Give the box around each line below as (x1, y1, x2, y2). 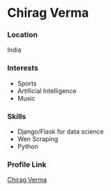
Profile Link (7, 160, 47, 169)
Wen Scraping (17, 135, 59, 143)
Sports (17, 79, 37, 87)
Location (7, 30, 38, 40)
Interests (7, 63, 38, 73)
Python (17, 142, 38, 151)
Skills (7, 111, 27, 121)
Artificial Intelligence (17, 86, 77, 95)
